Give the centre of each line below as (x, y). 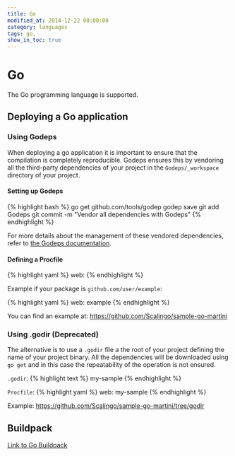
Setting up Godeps (35, 191)
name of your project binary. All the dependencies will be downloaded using (118, 357)
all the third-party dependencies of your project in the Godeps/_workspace (113, 168)
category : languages (38, 27)
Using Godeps (32, 137)
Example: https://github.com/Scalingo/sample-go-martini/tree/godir (106, 406)
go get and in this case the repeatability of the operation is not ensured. (112, 365)
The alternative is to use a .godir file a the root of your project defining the (116, 350)
